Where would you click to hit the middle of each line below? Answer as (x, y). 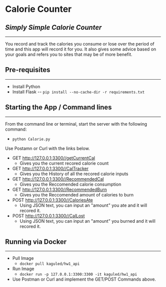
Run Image (23, 269)
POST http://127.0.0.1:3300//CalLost (48, 216)
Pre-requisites (28, 70)
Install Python (26, 86)
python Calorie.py (31, 139)
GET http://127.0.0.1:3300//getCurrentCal (54, 158)
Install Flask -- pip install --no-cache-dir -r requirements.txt (78, 92)
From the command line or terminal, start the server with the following (76, 124)
